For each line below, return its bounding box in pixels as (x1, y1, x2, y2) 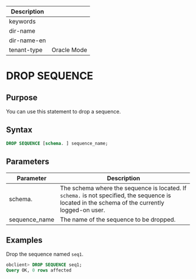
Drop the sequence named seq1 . (6, 251, 83, 258)
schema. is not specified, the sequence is (60, 191, 171, 199)
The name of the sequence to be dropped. (60, 215, 176, 223)
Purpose (6, 92, 38, 102)
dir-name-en (9, 36, 47, 44)
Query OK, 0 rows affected (6, 267, 72, 274)
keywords (9, 18, 36, 25)
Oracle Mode (51, 46, 87, 54)
